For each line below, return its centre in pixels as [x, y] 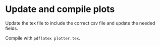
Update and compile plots [60, 9]
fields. [12, 28]
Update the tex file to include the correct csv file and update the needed [80, 23]
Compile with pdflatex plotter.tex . [43, 38]
